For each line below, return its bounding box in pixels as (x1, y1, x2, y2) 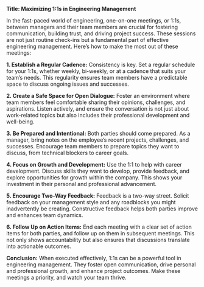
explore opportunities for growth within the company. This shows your (6, 174, 183, 181)
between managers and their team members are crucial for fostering (6, 24, 178, 30)
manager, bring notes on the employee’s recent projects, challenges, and (6, 136, 189, 143)
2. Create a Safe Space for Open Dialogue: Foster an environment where (6, 92, 190, 99)
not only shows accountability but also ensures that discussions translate (6, 237, 190, 243)
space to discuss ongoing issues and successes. (6, 80, 129, 88)
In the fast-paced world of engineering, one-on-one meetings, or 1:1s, (6, 17, 181, 24)
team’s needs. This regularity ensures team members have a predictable (6, 74, 188, 81)
